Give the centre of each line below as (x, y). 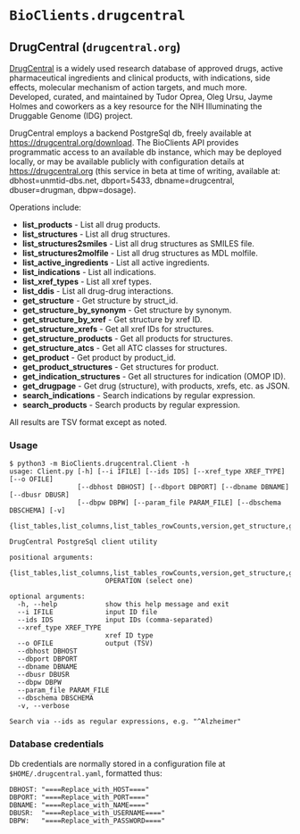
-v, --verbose (43, 706)
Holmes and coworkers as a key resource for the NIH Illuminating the (136, 106)
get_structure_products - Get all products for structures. (128, 338)
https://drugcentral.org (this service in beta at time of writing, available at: (145, 171)
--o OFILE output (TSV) (85, 644)
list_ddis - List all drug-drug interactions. (98, 291)
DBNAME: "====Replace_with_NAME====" (79, 805)
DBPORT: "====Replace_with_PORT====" (79, 797)
